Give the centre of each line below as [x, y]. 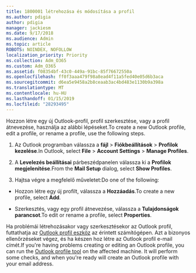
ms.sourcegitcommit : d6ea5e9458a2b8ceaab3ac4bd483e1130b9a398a [85, 83]
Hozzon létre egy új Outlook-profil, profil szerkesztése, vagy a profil [88, 121]
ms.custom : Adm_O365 [31, 66]
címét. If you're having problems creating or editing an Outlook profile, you [95, 245]
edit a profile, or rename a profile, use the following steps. [76, 133]
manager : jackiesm [28, 28]
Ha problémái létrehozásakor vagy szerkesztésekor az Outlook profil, [89, 226]
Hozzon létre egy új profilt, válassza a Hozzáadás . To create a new [94, 191]
